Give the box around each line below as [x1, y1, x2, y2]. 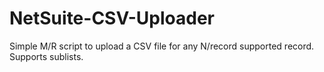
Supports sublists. [9, 50, 84, 62]
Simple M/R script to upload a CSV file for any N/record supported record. [9, 40, 315, 52]
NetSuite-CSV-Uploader [9, 7, 216, 30]
